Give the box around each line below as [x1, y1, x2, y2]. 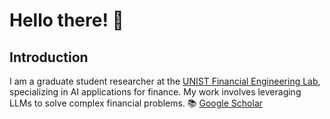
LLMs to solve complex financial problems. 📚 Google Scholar [9, 97, 264, 109]
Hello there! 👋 [9, 9, 124, 32]
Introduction [9, 49, 89, 66]
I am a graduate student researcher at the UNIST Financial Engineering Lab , [9, 75, 321, 87]
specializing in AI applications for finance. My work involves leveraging [9, 86, 302, 98]
